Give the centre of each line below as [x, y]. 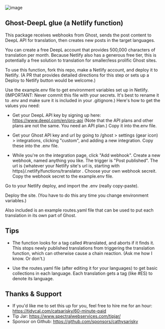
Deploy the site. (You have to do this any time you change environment [77, 195]
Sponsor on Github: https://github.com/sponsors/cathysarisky [75, 322]
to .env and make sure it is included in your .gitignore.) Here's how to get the [83, 100]
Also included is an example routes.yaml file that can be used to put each [79, 210]
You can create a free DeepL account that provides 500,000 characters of [80, 50]
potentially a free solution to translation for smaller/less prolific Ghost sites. [81, 60]
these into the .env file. [35, 146]
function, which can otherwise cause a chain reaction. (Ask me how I [82, 253]
